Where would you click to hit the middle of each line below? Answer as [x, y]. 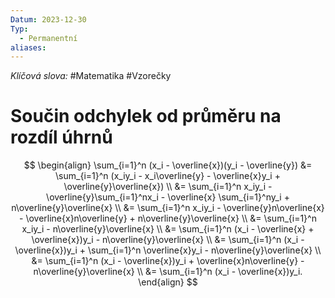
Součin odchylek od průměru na [146, 116]
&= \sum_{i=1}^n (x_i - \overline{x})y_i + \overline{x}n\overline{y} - [168, 261]
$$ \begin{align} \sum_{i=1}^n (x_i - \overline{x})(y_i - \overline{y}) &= [168, 165]
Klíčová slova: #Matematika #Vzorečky [91, 76]
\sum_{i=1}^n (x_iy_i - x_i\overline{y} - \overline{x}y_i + [168, 176]
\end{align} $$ [168, 282]
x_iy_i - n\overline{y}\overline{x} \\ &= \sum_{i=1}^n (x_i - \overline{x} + [168, 229]
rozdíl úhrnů [61, 137]
